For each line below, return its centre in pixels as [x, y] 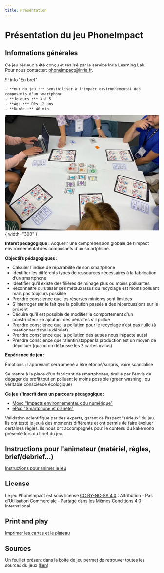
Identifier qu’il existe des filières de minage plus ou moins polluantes [81, 283]
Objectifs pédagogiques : [31, 258]
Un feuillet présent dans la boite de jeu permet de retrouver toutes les [75, 560]
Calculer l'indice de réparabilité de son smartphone [64, 268]
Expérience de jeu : [25, 355]
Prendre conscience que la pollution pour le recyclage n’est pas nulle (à [84, 325]
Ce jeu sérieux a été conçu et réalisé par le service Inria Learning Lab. [75, 65]
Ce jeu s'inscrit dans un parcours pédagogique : [55, 394]
